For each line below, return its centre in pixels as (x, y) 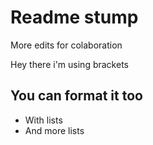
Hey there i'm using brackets (69, 64)
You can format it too (76, 96)
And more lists (54, 130)
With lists (43, 120)
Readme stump (74, 17)
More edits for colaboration (66, 45)
